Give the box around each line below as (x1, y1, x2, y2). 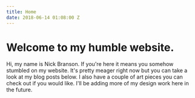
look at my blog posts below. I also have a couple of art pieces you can (6, 73, 183, 80)
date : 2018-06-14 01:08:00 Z (6, 15, 80, 21)
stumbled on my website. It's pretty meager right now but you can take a (6, 67, 188, 74)
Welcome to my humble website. (6, 41, 174, 54)
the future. (6, 86, 33, 94)
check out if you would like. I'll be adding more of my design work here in (6, 80, 189, 87)
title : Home (6, 8, 36, 15)
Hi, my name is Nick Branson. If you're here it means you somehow (6, 60, 174, 68)
